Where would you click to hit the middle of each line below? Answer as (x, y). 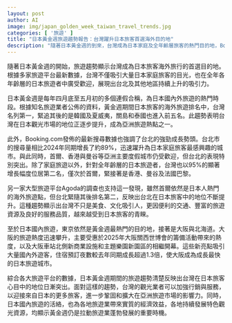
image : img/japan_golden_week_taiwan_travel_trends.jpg (89, 26)
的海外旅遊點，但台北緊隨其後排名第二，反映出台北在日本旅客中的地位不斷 (113, 197)
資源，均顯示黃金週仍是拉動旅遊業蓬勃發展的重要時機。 (91, 313)
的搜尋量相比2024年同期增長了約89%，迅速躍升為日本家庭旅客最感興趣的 (112, 147)
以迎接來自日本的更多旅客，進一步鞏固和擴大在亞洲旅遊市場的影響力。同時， (116, 295)
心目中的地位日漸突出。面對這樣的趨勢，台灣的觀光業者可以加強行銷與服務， (116, 287)
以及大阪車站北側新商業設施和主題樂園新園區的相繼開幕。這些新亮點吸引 (122, 246)
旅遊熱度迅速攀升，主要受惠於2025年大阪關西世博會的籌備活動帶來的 (117, 237)
